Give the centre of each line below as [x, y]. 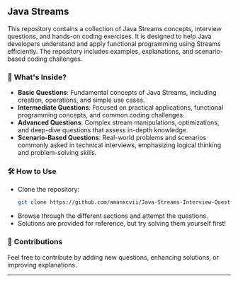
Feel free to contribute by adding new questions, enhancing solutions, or [113, 257]
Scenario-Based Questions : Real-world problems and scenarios [112, 138]
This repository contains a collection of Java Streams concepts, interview [114, 28]
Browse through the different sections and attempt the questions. [113, 216]
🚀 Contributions [35, 242]
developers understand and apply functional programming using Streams [114, 44]
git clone [32, 202]
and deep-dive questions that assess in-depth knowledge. [103, 130]
